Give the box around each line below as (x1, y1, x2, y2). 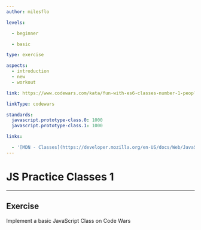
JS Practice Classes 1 (6, 170, 114, 183)
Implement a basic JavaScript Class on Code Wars (6, 217, 131, 224)
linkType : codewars (6, 101, 55, 107)
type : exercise (6, 52, 44, 58)
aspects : (6, 63, 28, 69)
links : (6, 134, 23, 140)
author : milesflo (6, 8, 50, 15)
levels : (6, 19, 26, 26)
